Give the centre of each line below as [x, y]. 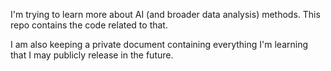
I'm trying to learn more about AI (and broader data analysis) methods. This [165, 14]
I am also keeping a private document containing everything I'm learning [159, 44]
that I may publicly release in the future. [92, 55]
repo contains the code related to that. [89, 25]
